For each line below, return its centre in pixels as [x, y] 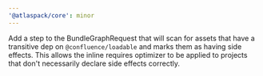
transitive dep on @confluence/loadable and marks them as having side [125, 46]
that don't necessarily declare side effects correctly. [94, 63]
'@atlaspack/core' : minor [51, 15]
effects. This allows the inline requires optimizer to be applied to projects [128, 55]
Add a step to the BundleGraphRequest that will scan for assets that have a [132, 38]
